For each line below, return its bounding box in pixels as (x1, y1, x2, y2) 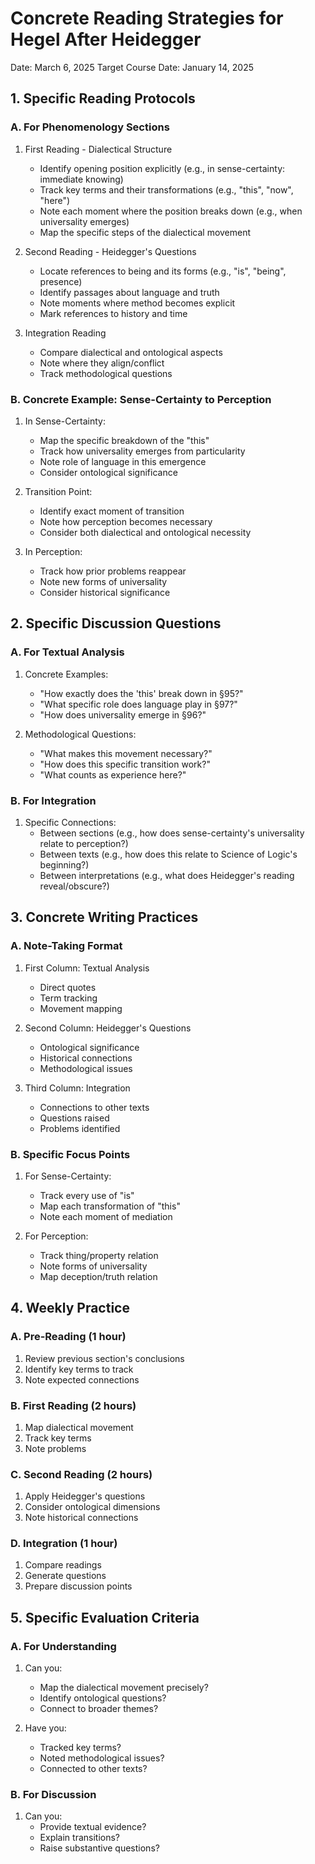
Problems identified (39, 1122, 121, 1134)
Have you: (24, 1722, 67, 1734)
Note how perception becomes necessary (39, 515, 213, 527)
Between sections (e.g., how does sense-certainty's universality (39, 827, 305, 839)
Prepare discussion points (24, 1580, 133, 1592)
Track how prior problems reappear (39, 565, 187, 577)
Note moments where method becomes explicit (39, 297, 236, 309)
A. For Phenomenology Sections (10, 120, 170, 134)
